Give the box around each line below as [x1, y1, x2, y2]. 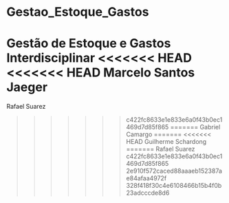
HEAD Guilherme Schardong [126, 138, 207, 146]
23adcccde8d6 [126, 189, 170, 197]
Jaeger [6, 80, 48, 95]
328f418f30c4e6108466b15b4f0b [126, 182, 222, 190]
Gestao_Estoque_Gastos [6, 4, 149, 20]
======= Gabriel [170, 123, 221, 131]
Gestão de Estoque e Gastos [6, 36, 171, 52]
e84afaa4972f [126, 174, 167, 182]
